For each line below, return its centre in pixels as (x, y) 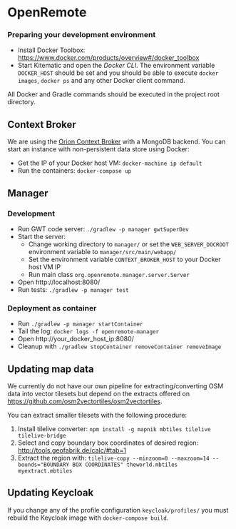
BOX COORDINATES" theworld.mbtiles (125, 465)
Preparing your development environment (82, 35)
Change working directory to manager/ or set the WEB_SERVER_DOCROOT (129, 244)
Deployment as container (52, 308)
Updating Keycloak (51, 493)
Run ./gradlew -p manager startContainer (80, 324)
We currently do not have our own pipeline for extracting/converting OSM (116, 386)
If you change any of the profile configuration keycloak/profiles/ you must (118, 510)
